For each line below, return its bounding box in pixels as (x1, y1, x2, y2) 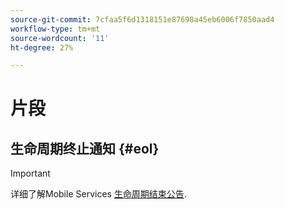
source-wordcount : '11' (10, 33, 110, 43)
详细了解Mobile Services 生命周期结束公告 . (10, 188, 187, 200)
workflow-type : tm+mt (10, 24, 101, 34)
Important (10, 167, 51, 180)
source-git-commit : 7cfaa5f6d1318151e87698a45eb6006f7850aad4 (10, 14, 275, 25)
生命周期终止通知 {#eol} (10, 140, 160, 157)
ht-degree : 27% (10, 42, 74, 53)
